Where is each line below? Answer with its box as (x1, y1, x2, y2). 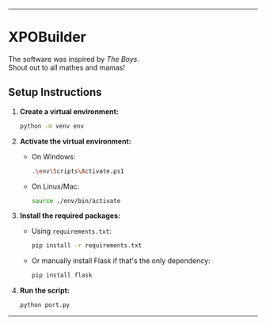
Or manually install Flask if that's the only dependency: (31, 256, 211, 266)
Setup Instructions (8, 86, 102, 99)
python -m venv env (19, 122, 85, 130)
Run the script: (19, 286, 70, 296)
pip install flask (31, 271, 93, 280)
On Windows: (31, 151, 76, 161)
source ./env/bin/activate (31, 197, 121, 205)
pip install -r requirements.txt (31, 242, 142, 250)
